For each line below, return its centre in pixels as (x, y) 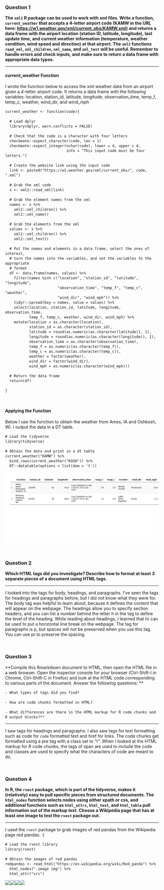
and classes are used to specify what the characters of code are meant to (79, 751)
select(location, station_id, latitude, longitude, (67, 307)
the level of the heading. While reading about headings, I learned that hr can (82, 619)
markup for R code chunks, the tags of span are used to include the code (79, 746)
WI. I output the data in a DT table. (40, 427)
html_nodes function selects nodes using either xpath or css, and (72, 800)
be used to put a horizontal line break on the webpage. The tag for (72, 624)
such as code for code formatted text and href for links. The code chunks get (82, 736)
